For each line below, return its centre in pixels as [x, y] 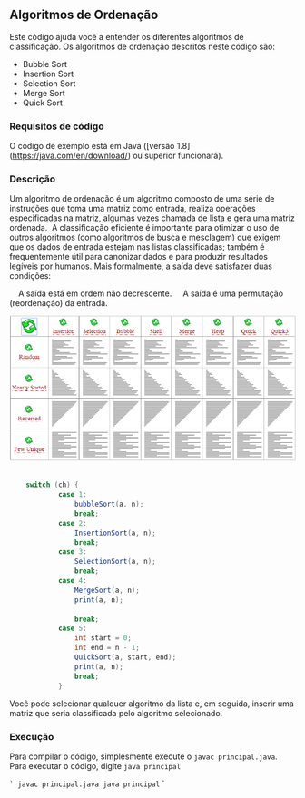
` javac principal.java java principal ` [87, 783]
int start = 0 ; [103, 638]
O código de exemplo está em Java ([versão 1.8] [100, 146]
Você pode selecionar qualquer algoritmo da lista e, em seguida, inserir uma [152, 704]
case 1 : [73, 495]
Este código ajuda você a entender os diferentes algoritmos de [127, 36]
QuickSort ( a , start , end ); [125, 657]
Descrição [33, 179]
